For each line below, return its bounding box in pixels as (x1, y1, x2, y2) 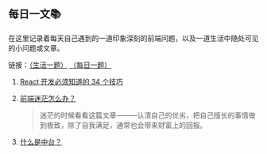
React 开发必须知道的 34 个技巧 (19, 77, 123, 86)
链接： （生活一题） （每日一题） (8, 60, 111, 69)
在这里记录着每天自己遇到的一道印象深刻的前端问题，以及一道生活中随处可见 (8, 33, 259, 43)
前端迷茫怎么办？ (19, 93, 76, 103)
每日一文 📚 (8, 7, 62, 21)
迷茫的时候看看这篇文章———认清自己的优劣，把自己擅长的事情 (39, 110, 249, 120)
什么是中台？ (19, 137, 62, 146)
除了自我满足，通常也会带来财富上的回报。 (67, 120, 207, 130)
